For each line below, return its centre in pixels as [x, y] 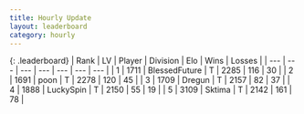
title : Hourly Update [51, 18]
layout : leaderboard [49, 26]
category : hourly [42, 35]
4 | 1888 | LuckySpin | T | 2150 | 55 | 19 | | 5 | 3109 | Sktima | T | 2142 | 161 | [151, 90]
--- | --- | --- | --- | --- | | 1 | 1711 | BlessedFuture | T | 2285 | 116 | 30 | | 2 [157, 70]
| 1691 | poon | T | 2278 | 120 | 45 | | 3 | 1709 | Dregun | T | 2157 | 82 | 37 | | [150, 80]
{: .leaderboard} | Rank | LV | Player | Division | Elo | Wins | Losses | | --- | [147, 61]
